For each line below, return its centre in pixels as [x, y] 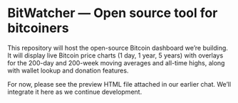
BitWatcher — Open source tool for [113, 13]
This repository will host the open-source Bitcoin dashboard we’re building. [118, 48]
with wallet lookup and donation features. [68, 70]
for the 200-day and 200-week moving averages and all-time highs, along [116, 63]
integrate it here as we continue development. [75, 92]
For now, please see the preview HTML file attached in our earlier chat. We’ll [119, 84]
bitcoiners [38, 28]
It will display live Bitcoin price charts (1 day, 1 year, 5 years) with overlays [115, 55]
